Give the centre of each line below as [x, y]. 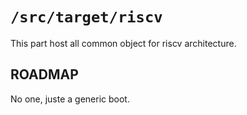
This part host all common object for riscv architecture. [123, 43]
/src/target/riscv [86, 17]
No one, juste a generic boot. [70, 99]
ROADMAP [44, 74]
